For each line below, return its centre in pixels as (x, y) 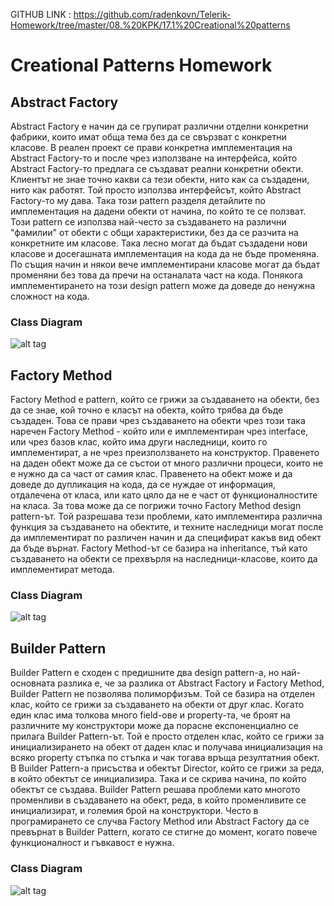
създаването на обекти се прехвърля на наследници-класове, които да (164, 559)
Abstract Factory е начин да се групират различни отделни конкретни (159, 126)
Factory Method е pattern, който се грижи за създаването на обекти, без (165, 400)
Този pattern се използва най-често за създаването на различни (148, 222)
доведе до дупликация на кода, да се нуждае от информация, (143, 485)
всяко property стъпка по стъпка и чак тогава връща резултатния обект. (165, 758)
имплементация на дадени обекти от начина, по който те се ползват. (158, 211)
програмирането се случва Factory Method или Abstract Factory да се (160, 821)
